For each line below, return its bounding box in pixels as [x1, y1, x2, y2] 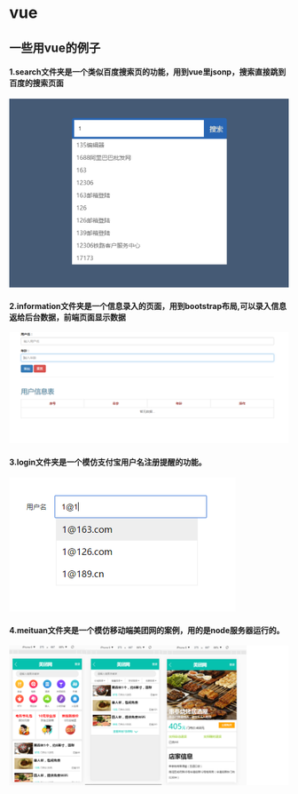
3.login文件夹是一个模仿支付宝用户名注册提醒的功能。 [9, 457, 207, 467]
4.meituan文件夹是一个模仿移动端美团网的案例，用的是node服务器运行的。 [9, 624, 285, 635]
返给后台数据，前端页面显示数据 [9, 312, 126, 322]
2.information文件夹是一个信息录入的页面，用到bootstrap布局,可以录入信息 [9, 300, 286, 311]
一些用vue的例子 [9, 40, 101, 55]
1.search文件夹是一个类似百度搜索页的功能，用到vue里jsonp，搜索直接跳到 [9, 67, 286, 77]
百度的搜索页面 [9, 78, 64, 89]
